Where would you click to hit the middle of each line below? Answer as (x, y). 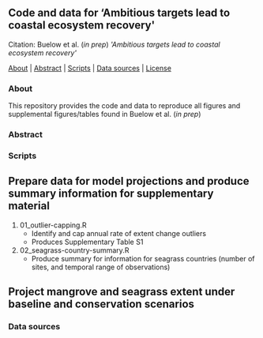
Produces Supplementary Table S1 (87, 242)
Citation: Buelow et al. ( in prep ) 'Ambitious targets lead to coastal (114, 44)
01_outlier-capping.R (53, 225)
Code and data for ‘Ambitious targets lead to (119, 13)
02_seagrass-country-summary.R (74, 250)
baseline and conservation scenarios (101, 304)
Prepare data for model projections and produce (129, 181)
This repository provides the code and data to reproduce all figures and (124, 106)
